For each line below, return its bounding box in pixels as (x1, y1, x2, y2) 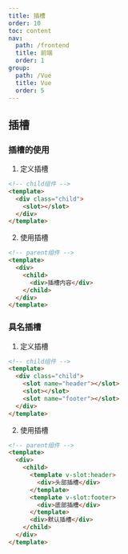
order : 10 (8, 19, 42, 27)
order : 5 (15, 86, 45, 95)
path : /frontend (15, 42, 70, 50)
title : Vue (15, 79, 52, 87)
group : (8, 64, 30, 72)
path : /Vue (15, 71, 52, 79)
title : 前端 (15, 49, 54, 57)
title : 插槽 (8, 11, 46, 20)
